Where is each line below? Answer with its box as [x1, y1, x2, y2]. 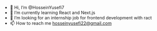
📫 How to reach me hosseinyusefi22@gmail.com [9, 20, 112, 26]
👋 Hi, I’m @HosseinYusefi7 [9, 5, 65, 10]
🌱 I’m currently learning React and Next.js [9, 10, 96, 15]
